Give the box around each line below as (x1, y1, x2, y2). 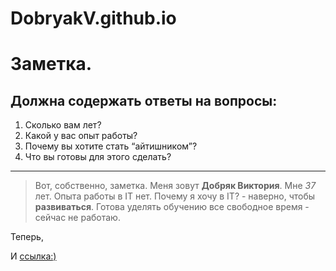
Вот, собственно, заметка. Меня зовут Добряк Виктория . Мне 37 (34, 180, 317, 192)
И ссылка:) (10, 250, 57, 262)
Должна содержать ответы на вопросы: (10, 92, 278, 109)
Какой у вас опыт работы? (24, 130, 138, 142)
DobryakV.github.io (10, 7, 177, 30)
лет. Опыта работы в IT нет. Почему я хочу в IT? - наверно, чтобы (34, 190, 316, 202)
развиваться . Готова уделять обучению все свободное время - (34, 201, 310, 213)
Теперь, (10, 231, 44, 243)
